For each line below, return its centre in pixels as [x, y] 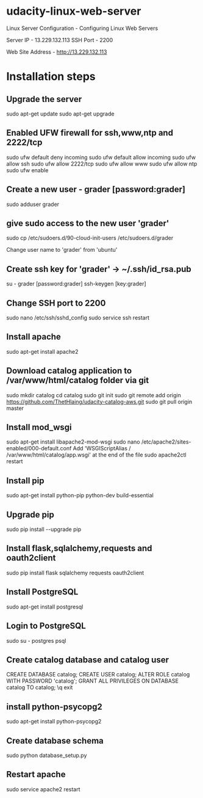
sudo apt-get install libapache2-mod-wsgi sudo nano [73, 442]
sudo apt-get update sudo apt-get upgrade [60, 114]
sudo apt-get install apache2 [42, 351]
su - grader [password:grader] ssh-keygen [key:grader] [76, 284]
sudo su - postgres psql [36, 640]
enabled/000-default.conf [39, 448]
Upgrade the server [44, 99]
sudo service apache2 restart [43, 789]
